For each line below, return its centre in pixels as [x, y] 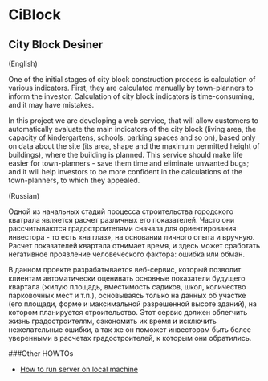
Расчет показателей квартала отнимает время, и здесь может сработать [134, 246]
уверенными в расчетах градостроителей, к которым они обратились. [130, 338]
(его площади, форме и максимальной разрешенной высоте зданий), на [132, 304]
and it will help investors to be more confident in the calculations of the [126, 172]
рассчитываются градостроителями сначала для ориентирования [122, 228]
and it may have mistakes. [51, 105]
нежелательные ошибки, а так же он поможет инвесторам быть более [130, 330]
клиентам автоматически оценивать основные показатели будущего [127, 278]
